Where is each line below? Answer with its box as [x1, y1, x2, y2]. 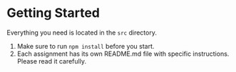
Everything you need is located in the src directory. [6, 28, 158, 37]
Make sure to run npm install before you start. [16, 42, 155, 50]
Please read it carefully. [16, 56, 87, 65]
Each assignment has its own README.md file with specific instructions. [16, 49, 230, 58]
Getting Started [6, 5, 101, 21]
